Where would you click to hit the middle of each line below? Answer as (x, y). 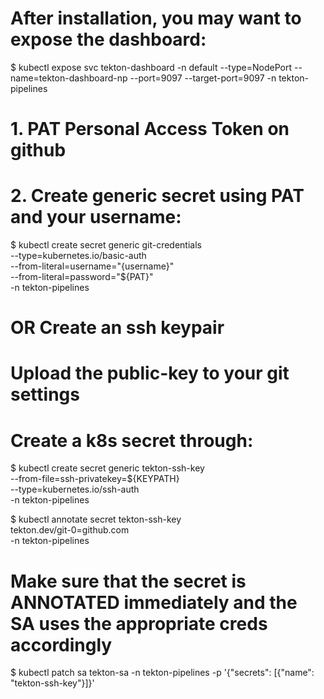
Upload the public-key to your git (150, 373)
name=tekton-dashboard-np (69, 78)
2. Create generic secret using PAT (157, 196)
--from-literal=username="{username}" (92, 266)
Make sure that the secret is (128, 581)
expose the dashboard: (108, 39)
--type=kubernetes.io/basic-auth (78, 256)
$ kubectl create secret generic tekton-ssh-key (107, 468)
